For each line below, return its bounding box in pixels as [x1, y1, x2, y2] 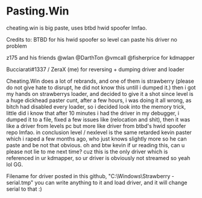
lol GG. [6, 161, 24, 168]
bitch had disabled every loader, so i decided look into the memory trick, [6, 103, 186, 110]
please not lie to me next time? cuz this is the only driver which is [6, 148, 168, 155]
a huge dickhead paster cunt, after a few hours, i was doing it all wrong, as [6, 97, 192, 104]
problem [6, 42, 27, 49]
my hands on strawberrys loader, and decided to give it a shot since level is [6, 90, 194, 97]
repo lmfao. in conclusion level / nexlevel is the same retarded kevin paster [6, 129, 192, 136]
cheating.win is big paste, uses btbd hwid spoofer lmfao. [6, 24, 147, 31]
